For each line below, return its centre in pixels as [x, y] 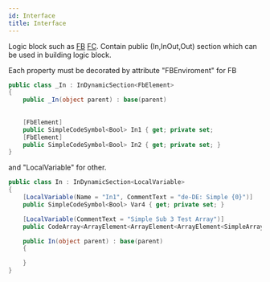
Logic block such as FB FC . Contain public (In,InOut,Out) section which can [133, 46]
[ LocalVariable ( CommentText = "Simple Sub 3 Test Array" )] [124, 219]
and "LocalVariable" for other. [57, 168]
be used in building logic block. [60, 55]
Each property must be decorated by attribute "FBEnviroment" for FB [123, 70]
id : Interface [32, 16]
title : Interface [37, 23]
